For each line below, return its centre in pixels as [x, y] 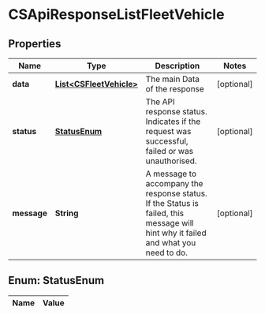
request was [168, 131]
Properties [35, 44]
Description [177, 66]
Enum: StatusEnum [56, 280]
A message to [171, 174]
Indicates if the [173, 121]
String [67, 213]
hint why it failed [176, 233]
